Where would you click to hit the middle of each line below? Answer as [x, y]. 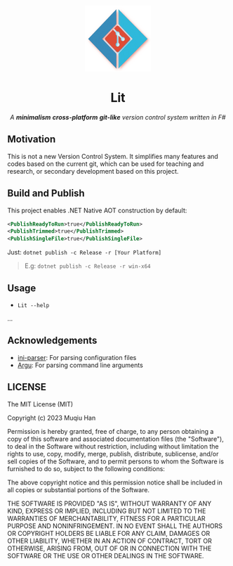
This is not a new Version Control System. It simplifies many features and [113, 156]
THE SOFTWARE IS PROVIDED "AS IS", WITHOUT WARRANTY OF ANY [109, 503]
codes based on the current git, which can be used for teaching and [106, 164]
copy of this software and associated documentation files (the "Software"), [116, 439]
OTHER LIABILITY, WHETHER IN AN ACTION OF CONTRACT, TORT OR [109, 541]
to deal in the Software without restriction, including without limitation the [113, 446]
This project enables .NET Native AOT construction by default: [97, 210]
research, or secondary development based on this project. [93, 171]
